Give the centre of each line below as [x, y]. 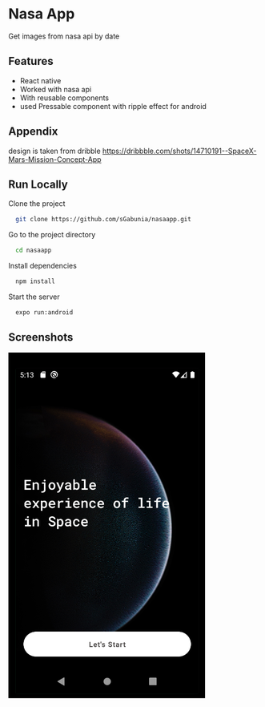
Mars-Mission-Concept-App [55, 159]
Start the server [34, 297]
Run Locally [38, 184]
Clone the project [37, 204]
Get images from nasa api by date [64, 36]
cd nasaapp [34, 250]
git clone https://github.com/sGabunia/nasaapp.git [104, 220]
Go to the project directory [52, 235]
